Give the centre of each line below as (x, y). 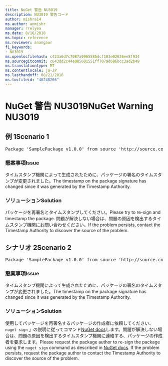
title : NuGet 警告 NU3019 (31, 10)
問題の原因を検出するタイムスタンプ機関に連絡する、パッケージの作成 (90, 335)
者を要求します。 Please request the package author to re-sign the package (82, 342)
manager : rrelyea (23, 29)
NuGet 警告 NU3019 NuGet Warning (79, 106)
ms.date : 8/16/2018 (25, 33)
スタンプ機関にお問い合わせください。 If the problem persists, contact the (85, 225)
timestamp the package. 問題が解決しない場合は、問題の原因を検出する (79, 219)
